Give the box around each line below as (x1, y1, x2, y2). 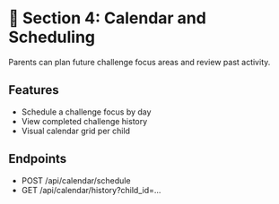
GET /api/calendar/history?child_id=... (21, 184, 161, 195)
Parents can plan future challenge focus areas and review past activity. (8, 56, 271, 67)
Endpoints (8, 151, 67, 166)
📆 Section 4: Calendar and (8, 8, 207, 29)
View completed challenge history (21, 115, 148, 126)
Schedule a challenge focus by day (21, 106, 152, 117)
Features (8, 82, 59, 98)
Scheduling (8, 27, 96, 47)
